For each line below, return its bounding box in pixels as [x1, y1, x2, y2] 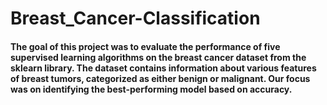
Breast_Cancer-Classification [10, 7, 261, 30]
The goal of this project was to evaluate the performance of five [10, 40, 281, 52]
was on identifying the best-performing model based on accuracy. [10, 83, 293, 95]
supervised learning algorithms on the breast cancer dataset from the [10, 51, 307, 63]
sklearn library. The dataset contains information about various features [10, 62, 317, 74]
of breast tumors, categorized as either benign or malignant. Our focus [10, 72, 311, 84]
